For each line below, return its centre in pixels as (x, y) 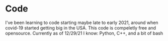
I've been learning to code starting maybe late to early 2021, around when (82, 22)
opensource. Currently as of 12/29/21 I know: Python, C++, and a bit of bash (84, 33)
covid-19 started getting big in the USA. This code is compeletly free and (81, 27)
